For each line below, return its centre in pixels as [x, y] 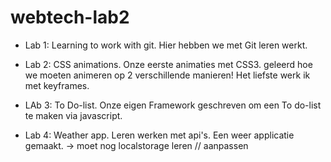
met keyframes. [57, 85]
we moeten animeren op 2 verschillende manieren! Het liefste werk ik [167, 75]
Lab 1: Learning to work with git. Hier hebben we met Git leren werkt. [166, 45]
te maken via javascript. [73, 115]
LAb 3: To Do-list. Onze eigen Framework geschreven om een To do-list [173, 105]
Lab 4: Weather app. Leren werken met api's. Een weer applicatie [159, 135]
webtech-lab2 [70, 17]
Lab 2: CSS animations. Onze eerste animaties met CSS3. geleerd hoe [168, 64]
